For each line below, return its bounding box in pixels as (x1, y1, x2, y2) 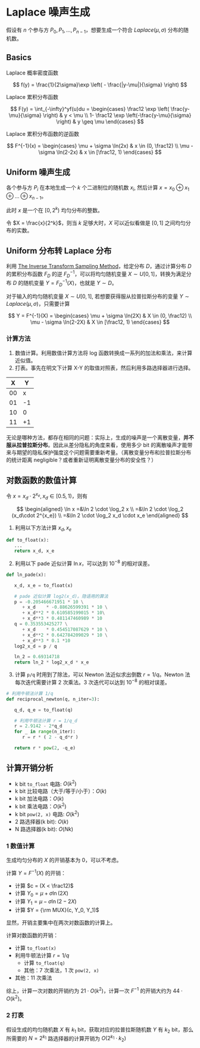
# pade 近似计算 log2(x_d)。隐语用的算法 (14, 593, 108, 599)
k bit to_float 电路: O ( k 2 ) (14, 779, 77, 787)
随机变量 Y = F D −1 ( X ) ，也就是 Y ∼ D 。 (23, 278, 117, 288)
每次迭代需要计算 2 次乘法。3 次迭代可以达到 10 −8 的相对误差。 (14, 678, 171, 686)
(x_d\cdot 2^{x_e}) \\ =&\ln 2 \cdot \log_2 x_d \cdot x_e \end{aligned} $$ (11, 511, 189, 519)
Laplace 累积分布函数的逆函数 (6, 130, 79, 137)
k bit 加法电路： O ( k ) (14, 795, 64, 802)
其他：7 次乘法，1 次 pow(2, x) (23, 967, 99, 974)
